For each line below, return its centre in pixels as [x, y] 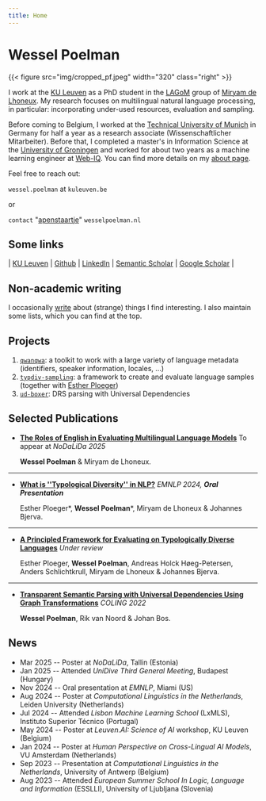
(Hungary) [36, 679]
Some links [36, 244]
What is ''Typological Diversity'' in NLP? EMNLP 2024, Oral [119, 484]
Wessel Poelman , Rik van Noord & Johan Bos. [95, 618]
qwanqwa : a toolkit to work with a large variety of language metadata [129, 360]
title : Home [28, 15]
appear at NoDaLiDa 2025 [63, 446]
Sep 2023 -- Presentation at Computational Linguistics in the [119, 763]
